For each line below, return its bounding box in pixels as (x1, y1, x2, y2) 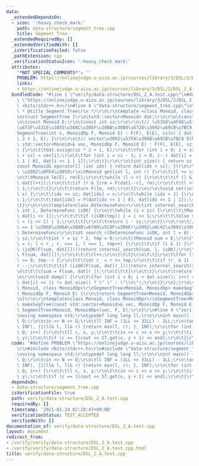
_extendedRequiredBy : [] (11, 36, 73, 42)
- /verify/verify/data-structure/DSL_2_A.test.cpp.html (6, 445, 147, 451)
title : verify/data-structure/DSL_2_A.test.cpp (6, 451, 126, 456)
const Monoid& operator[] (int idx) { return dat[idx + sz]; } (17, 163, 176, 169)
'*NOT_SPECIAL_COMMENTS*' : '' (17, 70, 92, 75)
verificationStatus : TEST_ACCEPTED (11, 412, 99, 418)
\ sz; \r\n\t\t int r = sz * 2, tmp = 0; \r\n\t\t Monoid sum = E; (17, 235, 176, 241)
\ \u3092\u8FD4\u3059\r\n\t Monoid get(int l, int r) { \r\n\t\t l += (17, 169, 187, 175)
